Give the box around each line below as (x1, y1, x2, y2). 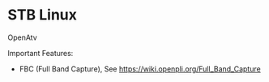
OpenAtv (7, 32, 37, 42)
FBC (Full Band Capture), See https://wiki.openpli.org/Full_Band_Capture (19, 63, 261, 74)
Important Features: (7, 48, 74, 58)
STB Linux (7, 6, 78, 24)
